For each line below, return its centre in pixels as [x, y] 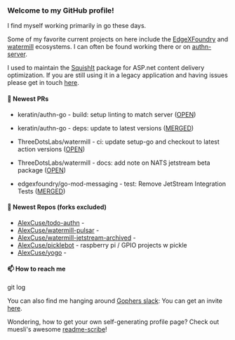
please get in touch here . [43, 83]
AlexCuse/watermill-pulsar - [58, 230]
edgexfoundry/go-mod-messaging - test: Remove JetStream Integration [122, 184]
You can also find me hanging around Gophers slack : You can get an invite [115, 301]
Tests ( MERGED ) [41, 191]
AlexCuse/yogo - [42, 252]
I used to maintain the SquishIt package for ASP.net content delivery [106, 68]
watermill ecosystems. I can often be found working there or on [99, 47]
